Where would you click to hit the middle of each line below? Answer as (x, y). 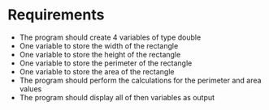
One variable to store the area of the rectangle (97, 71)
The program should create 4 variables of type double (110, 37)
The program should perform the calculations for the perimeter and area (140, 80)
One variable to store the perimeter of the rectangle (106, 63)
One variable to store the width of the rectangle (99, 45)
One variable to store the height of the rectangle (100, 54)
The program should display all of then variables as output (117, 97)
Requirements (56, 15)
